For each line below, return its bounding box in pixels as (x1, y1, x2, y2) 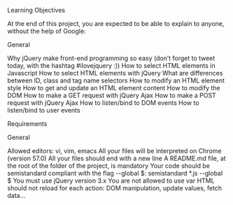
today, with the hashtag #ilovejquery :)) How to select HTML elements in (7, 62, 216, 69)
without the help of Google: (7, 27, 86, 35)
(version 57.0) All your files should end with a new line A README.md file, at (7, 154, 226, 162)
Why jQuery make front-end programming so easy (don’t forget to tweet (7, 54, 216, 62)
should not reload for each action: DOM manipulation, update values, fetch (7, 184, 223, 192)
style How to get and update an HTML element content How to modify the (7, 84, 220, 92)
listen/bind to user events (7, 106, 80, 114)
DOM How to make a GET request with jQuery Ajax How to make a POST (7, 91, 217, 99)
